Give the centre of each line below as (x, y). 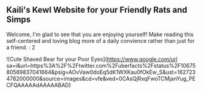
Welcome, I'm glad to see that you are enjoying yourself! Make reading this (100, 34)
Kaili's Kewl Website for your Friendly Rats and (97, 10)
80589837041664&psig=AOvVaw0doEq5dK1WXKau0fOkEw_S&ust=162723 (101, 72)
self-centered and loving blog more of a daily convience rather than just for (100, 41)
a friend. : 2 (21, 47)
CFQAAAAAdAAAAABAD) (39, 85)
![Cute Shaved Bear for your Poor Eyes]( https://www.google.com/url (92, 59)
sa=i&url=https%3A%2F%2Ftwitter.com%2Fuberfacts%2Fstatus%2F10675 (101, 65)
